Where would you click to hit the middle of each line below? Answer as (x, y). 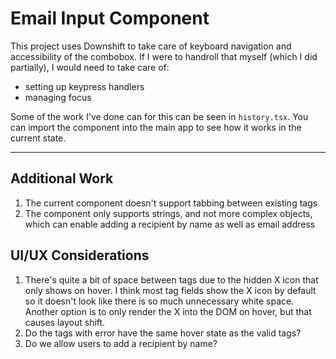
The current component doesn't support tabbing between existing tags (171, 203)
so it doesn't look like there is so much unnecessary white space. (159, 301)
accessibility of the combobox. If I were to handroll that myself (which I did (164, 56)
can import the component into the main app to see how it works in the (156, 127)
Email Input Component (110, 18)
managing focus (58, 97)
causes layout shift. (65, 322)
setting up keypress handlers (84, 86)
